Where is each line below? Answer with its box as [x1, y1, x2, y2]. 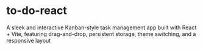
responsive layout [6, 37, 51, 44]
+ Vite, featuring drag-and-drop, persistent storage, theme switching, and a [6, 30, 196, 37]
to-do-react [6, 4, 67, 18]
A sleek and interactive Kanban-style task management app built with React [6, 24, 197, 31]
